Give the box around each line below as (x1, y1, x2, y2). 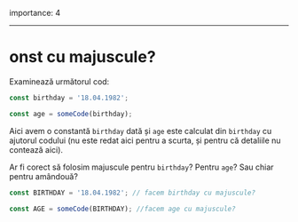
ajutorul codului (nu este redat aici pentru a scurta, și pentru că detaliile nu (9, 135, 281, 146)
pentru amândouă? (9, 170, 78, 181)
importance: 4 (9, 8, 61, 18)
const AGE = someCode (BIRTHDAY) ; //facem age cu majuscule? (9, 204, 237, 213)
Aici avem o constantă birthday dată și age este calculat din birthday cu (9, 125, 272, 136)
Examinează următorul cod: (9, 75, 110, 87)
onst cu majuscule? (9, 47, 157, 67)
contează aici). (9, 144, 64, 155)
